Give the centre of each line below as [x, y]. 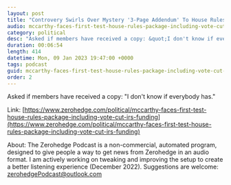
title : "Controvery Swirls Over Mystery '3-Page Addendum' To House [107, 20]
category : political [37, 33]
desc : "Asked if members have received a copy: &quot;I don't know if [110, 39]
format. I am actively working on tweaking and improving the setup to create [115, 160]
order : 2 [20, 77]
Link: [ [16, 110]
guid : [15, 71]
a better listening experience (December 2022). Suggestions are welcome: [113, 167]
